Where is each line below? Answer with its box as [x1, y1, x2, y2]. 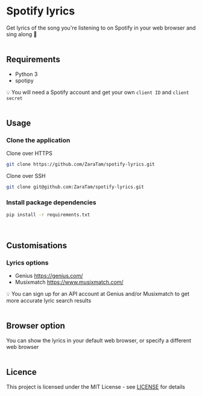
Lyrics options [6, 258, 49, 266]
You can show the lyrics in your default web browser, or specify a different [6, 336, 192, 344]
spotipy [14, 77, 34, 84]
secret [6, 95, 23, 101]
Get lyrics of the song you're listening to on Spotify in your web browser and [6, 24, 196, 31]
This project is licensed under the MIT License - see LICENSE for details [6, 383, 186, 390]
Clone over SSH [6, 172, 46, 180]
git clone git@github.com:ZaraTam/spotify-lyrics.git [6, 184, 145, 190]
